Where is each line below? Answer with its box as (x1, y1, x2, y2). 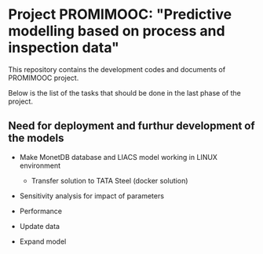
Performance (19, 206, 63, 216)
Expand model (19, 237, 67, 246)
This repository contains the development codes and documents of (8, 64, 226, 74)
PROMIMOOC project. (8, 73, 79, 82)
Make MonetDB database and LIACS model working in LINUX (19, 152, 218, 161)
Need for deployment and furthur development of (8, 119, 255, 132)
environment (19, 161, 61, 170)
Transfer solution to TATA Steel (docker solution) (31, 176, 188, 185)
